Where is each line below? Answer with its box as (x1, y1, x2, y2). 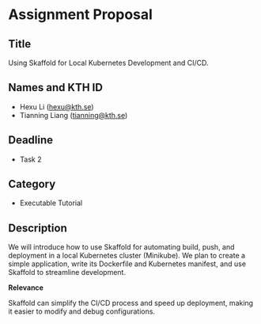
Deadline (8, 133, 54, 147)
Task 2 (19, 154, 42, 164)
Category (8, 177, 56, 191)
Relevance (8, 283, 43, 292)
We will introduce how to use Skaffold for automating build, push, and (8, 242, 235, 252)
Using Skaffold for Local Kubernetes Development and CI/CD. (8, 58, 209, 67)
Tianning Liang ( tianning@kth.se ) (19, 110, 128, 120)
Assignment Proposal (8, 6, 153, 24)
